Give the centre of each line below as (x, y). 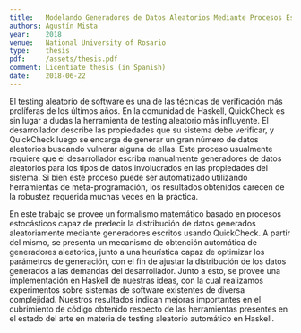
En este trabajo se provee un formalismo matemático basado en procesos (146, 213)
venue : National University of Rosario (88, 43)
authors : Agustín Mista (54, 26)
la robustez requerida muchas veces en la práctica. (104, 196)
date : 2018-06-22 (48, 76)
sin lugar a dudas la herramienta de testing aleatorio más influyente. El (139, 120)
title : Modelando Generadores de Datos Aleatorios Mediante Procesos (146, 17)
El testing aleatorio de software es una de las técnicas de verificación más (146, 101)
